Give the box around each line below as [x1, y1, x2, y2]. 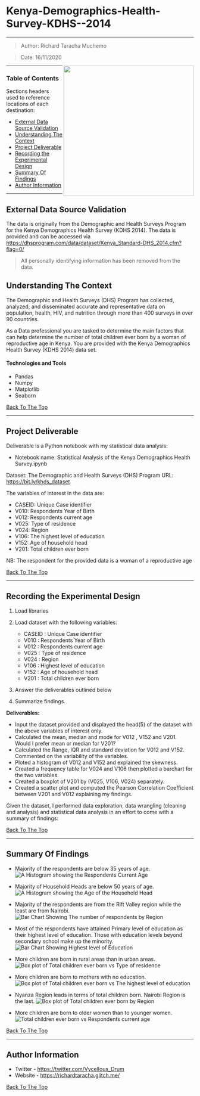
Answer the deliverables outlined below [14, 686, 112, 693]
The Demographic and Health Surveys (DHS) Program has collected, [6, 296, 174, 303]
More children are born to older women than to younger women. [14, 1009, 173, 1016]
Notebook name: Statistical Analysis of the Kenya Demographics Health [14, 454, 190, 461]
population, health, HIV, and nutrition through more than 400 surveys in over [6, 309, 193, 316]
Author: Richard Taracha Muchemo [20, 42, 107, 49]
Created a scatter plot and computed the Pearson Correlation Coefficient [14, 784, 193, 791]
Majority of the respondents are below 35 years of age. [14, 865, 151, 872]
